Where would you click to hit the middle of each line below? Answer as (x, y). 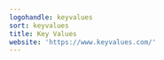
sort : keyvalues (39, 26)
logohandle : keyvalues (51, 17)
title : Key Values (43, 34)
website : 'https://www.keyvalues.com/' (83, 42)
